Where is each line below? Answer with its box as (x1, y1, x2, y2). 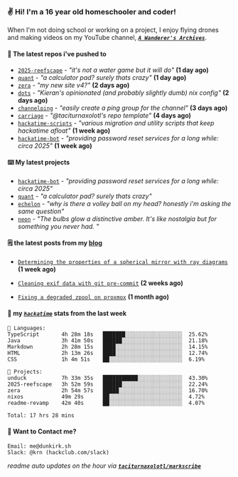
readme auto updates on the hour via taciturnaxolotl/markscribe (7, 461, 201, 470)
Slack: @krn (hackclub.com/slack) (7, 449, 110, 456)
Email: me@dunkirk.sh (7, 443, 72, 450)
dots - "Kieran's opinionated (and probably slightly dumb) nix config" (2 (17, 88, 229, 97)
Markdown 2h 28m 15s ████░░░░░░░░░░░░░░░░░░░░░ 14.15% (7, 344, 208, 351)
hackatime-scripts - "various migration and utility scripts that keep (17, 118, 215, 127)
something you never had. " (17, 222, 99, 230)
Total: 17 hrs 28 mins (7, 412, 75, 419)
